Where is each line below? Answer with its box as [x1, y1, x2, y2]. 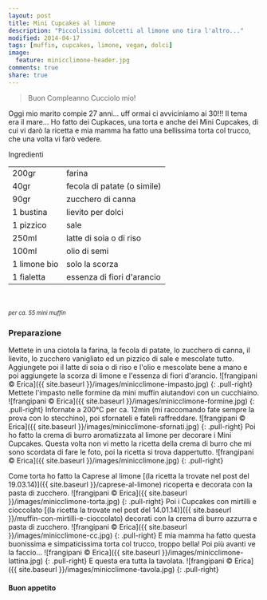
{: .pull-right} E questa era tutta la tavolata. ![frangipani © [45, 556, 233, 566]
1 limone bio [12, 258, 59, 269]
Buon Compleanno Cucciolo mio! [27, 93, 136, 102]
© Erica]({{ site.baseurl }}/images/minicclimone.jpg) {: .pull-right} [8, 455, 224, 465]
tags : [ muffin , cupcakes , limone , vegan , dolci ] [8, 42, 173, 50]
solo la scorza [66, 258, 119, 269]
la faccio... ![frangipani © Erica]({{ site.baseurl [8, 547, 161, 557]
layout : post [8, 11, 52, 20]
